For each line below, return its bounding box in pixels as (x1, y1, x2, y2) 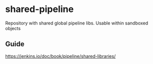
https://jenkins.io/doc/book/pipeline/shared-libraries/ (5, 53, 116, 59)
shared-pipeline (5, 3, 74, 15)
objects (5, 25, 21, 31)
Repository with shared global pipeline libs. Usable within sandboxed (5, 20, 148, 26)
